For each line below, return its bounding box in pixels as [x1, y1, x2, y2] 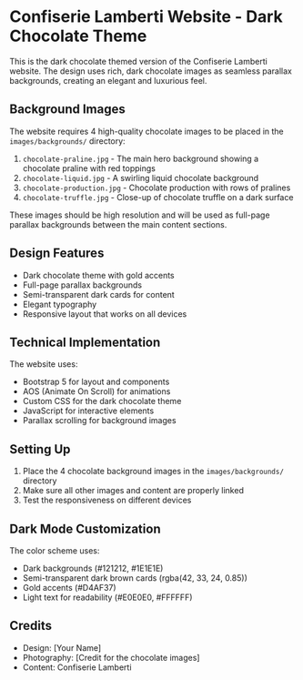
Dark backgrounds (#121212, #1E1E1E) [22, 563, 164, 573]
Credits [9, 618, 53, 634]
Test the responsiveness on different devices [22, 494, 192, 506]
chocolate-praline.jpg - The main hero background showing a [22, 153, 259, 164]
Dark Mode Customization [9, 521, 161, 536]
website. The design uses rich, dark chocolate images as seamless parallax [9, 66, 293, 76]
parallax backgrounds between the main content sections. [9, 218, 227, 229]
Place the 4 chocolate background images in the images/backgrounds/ [22, 466, 285, 477]
